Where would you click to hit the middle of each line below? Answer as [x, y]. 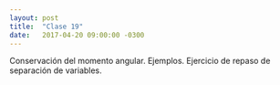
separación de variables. [56, 70]
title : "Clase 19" [47, 27]
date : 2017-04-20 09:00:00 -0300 [77, 35]
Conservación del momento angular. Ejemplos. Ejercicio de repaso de [140, 61]
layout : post [34, 18]
